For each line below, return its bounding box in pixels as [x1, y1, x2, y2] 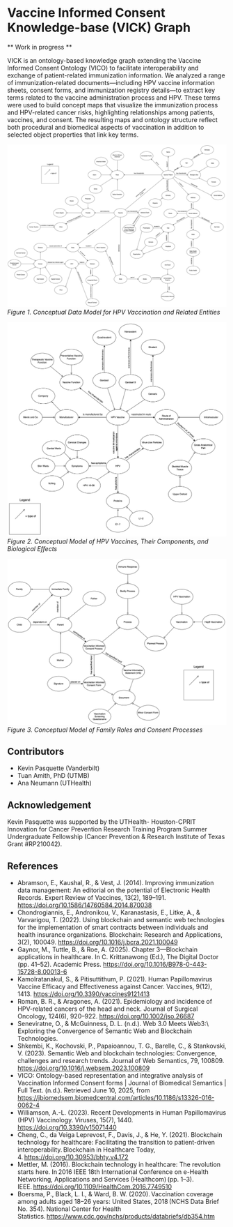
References [7, 860, 58, 872]
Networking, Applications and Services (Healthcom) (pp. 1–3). [17, 1175, 194, 1184]
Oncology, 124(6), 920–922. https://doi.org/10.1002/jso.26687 [17, 1012, 195, 1021]
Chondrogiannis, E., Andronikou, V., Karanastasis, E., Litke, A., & [17, 908, 200, 917]
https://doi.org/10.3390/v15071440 [17, 1123, 117, 1131]
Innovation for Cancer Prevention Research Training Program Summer [7, 825, 207, 834]
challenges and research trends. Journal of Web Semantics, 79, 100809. [17, 1057, 225, 1065]
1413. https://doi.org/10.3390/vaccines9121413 [17, 990, 150, 998]
